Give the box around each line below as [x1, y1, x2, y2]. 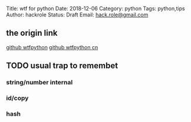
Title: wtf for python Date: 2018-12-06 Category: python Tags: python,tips [6, 5, 185, 12]
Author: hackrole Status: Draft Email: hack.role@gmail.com [6, 11, 149, 18]
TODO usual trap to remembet [6, 61, 118, 71]
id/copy [6, 94, 29, 102]
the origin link [6, 28, 58, 38]
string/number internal [6, 79, 73, 87]
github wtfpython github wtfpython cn [6, 43, 98, 50]
